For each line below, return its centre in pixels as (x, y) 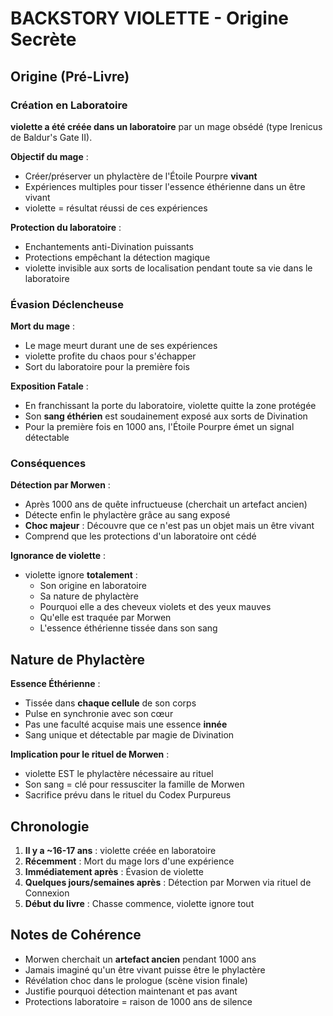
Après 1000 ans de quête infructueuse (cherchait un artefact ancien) (166, 504)
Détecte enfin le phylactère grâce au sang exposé (127, 515)
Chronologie (50, 826)
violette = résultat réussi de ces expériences (116, 208)
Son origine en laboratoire (93, 586)
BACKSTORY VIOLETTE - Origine (150, 18)
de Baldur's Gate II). (51, 137)
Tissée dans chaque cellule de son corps (110, 703)
